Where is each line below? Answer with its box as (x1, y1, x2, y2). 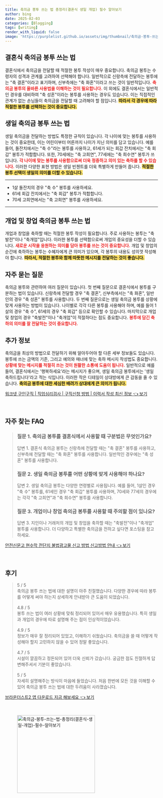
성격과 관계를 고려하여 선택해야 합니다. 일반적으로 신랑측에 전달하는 (17, 73, 145, 79)
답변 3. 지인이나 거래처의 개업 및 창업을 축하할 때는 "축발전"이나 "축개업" (16, 520, 154, 526)
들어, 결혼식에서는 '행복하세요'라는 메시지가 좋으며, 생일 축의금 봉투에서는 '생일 (5, 368, 154, 374)
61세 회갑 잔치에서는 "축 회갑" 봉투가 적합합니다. (12, 191, 103, 196)
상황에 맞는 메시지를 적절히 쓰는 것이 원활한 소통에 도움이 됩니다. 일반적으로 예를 (5, 362, 155, 368)
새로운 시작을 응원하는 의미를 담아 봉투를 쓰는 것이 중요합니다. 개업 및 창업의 (15, 243, 158, 248)
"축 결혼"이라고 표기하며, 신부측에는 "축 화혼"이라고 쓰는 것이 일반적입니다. (10, 79, 151, 85)
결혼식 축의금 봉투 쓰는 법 (5, 53, 76, 62)
